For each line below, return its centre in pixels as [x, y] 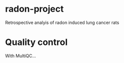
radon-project [35, 9]
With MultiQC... [21, 56]
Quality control [36, 42]
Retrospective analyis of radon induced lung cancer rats [62, 22]
